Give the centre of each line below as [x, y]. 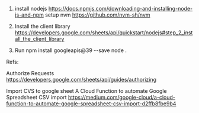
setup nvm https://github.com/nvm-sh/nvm [98, 15]
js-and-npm [29, 15]
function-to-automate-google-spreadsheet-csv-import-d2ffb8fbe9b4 [91, 104]
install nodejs [31, 9]
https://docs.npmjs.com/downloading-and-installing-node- [121, 9]
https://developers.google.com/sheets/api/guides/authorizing [81, 80]
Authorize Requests [30, 73]
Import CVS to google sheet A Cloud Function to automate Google [86, 91]
